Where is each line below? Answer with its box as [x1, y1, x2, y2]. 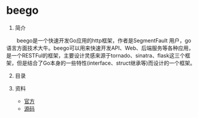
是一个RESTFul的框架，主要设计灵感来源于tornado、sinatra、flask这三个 [6, 52, 185, 59]
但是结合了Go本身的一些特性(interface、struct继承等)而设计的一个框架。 [16, 59, 196, 66]
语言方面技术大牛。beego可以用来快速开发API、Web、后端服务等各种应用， [6, 44, 194, 52]
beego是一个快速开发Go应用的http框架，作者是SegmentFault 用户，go [16, 37, 191, 44]
